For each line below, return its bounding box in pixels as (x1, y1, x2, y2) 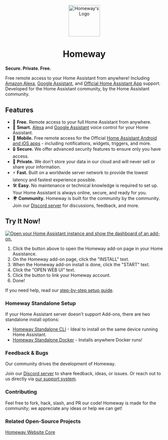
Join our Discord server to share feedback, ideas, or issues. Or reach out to (5, 371, 161, 377)
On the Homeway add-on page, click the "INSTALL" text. (12, 256, 129, 262)
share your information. (12, 164, 61, 170)
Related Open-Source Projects (5, 417, 81, 424)
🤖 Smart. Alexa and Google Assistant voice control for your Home (12, 125, 149, 130)
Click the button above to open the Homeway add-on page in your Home (12, 245, 163, 251)
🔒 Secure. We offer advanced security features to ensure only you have (12, 146, 161, 152)
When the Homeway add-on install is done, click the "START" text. (12, 261, 150, 267)
